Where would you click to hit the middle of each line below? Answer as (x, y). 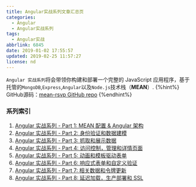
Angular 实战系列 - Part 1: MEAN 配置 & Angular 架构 (79, 125)
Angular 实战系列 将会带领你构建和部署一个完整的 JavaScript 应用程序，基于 (98, 79)
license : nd (21, 62)
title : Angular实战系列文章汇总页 (45, 12)
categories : (21, 17)
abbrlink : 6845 (25, 45)
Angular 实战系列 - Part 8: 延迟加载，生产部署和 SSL (79, 177)
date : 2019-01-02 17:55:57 (40, 51)
